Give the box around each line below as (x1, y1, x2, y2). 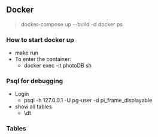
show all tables (14, 103, 52, 110)
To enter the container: (14, 56, 72, 63)
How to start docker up (6, 35, 74, 44)
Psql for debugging (6, 77, 63, 86)
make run (14, 49, 39, 56)
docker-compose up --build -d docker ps (20, 20, 123, 28)
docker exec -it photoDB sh (23, 62, 92, 69)
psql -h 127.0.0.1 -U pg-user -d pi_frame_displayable (23, 97, 153, 104)
